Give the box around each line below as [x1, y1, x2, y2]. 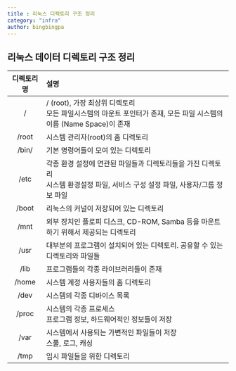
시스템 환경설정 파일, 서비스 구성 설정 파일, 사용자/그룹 [46, 180, 215, 190]
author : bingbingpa [7, 23, 65, 30]
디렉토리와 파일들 [46, 251, 100, 261]
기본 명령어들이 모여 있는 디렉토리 [46, 146, 151, 156]
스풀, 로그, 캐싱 [46, 339, 93, 348]
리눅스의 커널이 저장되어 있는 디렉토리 [46, 203, 164, 213]
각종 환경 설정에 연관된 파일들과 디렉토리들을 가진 [46, 159, 200, 169]
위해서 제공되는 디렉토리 [60, 227, 136, 237]
